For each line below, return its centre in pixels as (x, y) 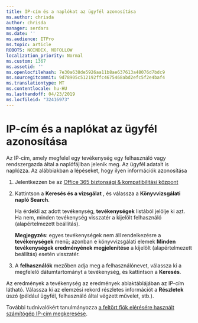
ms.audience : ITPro (30, 39)
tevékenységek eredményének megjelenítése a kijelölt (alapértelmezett (103, 248)
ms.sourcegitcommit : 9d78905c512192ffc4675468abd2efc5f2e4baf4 (86, 77)
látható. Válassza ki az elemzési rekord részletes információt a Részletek (95, 289)
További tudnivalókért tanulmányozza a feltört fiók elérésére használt (90, 307)
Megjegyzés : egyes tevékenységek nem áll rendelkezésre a (88, 235)
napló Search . (32, 199)
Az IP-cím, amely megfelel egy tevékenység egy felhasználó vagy (86, 158)
